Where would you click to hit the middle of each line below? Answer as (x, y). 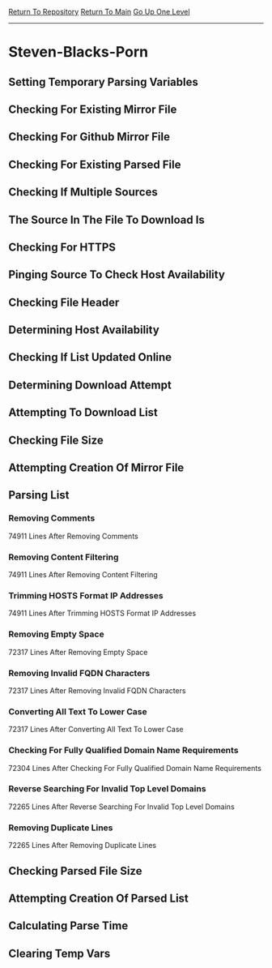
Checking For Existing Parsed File (95, 164)
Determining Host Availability (84, 330)
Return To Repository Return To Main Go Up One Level (99, 12)
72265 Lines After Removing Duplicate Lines (82, 846)
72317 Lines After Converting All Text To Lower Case (96, 730)
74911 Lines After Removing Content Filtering (83, 575)
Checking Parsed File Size (75, 871)
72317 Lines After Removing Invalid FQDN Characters (97, 690)
